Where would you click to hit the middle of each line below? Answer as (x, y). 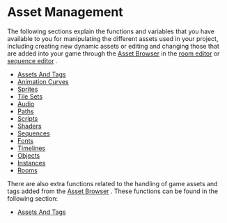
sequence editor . (32, 60)
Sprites (28, 89)
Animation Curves (43, 81)
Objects (29, 155)
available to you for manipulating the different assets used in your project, (113, 38)
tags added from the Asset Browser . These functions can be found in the (112, 191)
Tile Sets (30, 96)
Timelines (31, 148)
